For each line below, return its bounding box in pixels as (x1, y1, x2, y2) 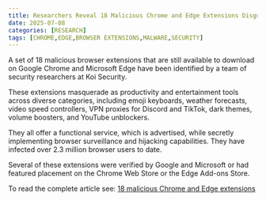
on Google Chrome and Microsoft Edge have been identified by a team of (8, 64, 247, 74)
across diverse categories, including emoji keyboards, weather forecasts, (8, 96, 248, 105)
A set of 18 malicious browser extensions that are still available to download (8, 55, 255, 65)
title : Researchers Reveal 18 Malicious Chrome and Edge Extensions (8, 11, 239, 20)
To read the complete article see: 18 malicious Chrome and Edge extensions (8, 184, 256, 194)
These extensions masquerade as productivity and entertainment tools (8, 88, 239, 97)
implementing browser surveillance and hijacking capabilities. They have (8, 136, 245, 146)
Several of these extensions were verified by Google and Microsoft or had (8, 160, 249, 170)
